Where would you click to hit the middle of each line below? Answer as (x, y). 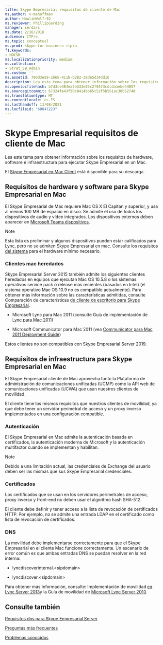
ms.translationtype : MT (29, 95)
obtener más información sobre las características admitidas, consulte (75, 295)
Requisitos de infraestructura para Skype (69, 359)
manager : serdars (23, 28)
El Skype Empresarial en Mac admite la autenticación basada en (69, 437)
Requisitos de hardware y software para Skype (77, 187)
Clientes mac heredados (34, 263)
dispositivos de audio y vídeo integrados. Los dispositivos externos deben (79, 217)
